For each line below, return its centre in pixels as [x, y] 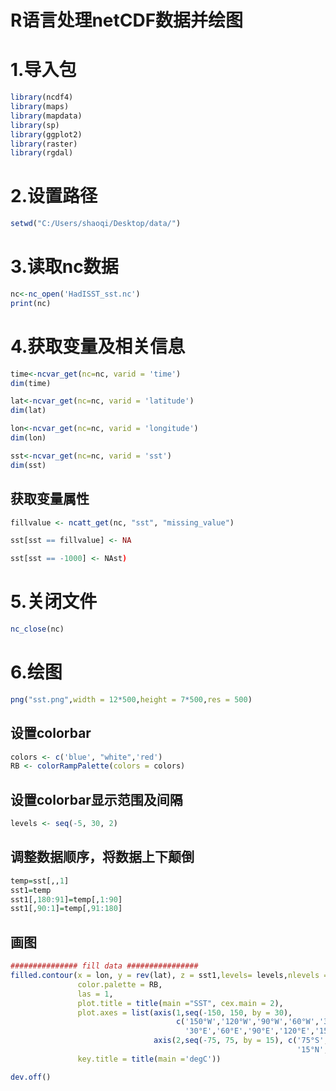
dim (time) [31, 383]
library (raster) [44, 144]
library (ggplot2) [46, 134]
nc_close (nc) [37, 629]
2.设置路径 [54, 196]
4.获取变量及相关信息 [98, 346]
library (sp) [35, 125]
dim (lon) [28, 438]
